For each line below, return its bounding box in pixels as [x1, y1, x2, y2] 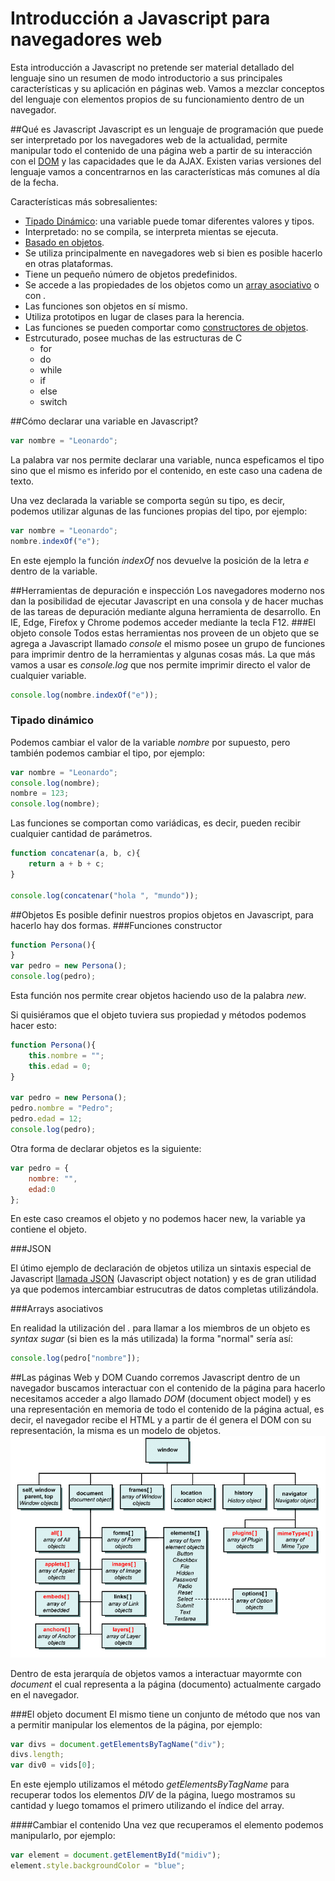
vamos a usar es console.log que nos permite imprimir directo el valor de [10, 658, 312, 671]
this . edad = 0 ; [28, 1061, 92, 1071]
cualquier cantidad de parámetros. [10, 828, 153, 840]
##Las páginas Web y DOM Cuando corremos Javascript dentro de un [10, 1372, 301, 1384]
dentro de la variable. [10, 565, 98, 577]
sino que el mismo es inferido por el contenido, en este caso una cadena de [10, 464, 323, 476]
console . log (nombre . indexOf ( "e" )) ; [10, 690, 159, 700]
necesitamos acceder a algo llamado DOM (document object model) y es [10, 1393, 312, 1405]
